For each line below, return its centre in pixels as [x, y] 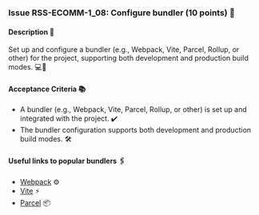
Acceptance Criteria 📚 [47, 89]
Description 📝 [31, 32]
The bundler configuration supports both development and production [135, 130]
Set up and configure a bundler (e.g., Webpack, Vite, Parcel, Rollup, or [124, 50]
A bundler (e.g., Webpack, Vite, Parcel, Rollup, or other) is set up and [133, 109]
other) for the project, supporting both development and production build [129, 58]
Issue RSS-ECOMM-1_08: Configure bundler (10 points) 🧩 [122, 13]
